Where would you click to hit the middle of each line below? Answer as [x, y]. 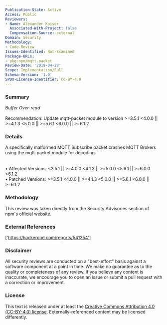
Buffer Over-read [23, 108]
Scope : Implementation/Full [34, 70]
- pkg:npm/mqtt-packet [29, 61]
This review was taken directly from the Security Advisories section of [77, 208]
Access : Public [21, 14]
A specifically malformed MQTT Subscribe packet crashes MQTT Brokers [81, 147]
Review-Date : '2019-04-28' [33, 65]
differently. [16, 317]
